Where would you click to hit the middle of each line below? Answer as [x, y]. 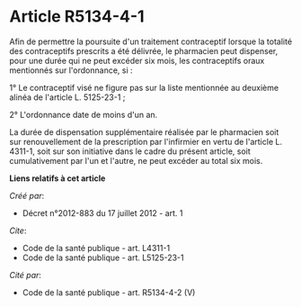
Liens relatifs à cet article [58, 178]
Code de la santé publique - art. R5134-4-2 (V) [109, 292]
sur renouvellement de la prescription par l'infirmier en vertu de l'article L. [146, 141]
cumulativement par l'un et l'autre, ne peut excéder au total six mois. [136, 160]
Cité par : [26, 275]
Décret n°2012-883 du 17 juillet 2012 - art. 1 [102, 212]
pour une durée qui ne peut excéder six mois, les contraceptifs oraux [137, 60]
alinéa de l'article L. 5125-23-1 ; [67, 97]
